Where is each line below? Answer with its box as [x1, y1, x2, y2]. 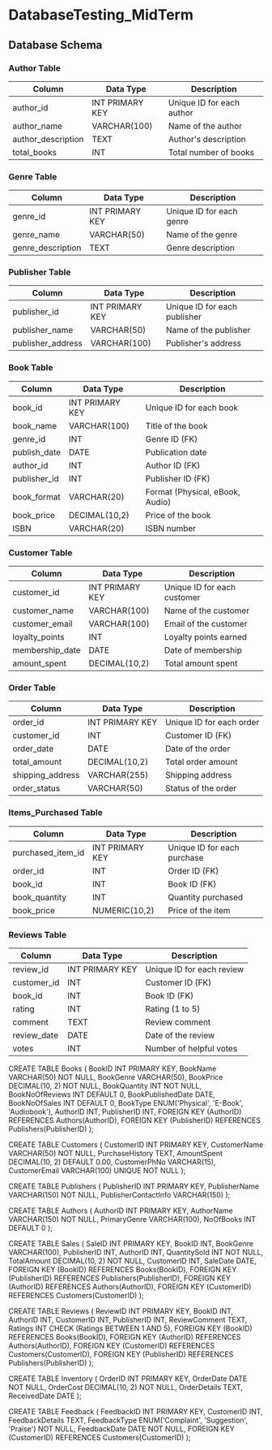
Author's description [168, 133, 247, 145]
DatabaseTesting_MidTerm [8, 6, 194, 24]
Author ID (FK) [145, 460, 201, 471]
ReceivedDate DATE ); [8, 1391, 83, 1400]
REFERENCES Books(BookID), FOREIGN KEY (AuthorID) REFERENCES [8, 1331, 241, 1341]
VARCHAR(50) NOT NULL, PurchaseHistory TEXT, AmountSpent [8, 1148, 223, 1158]
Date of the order [164, 743, 231, 754]
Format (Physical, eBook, [145, 485, 240, 497]
